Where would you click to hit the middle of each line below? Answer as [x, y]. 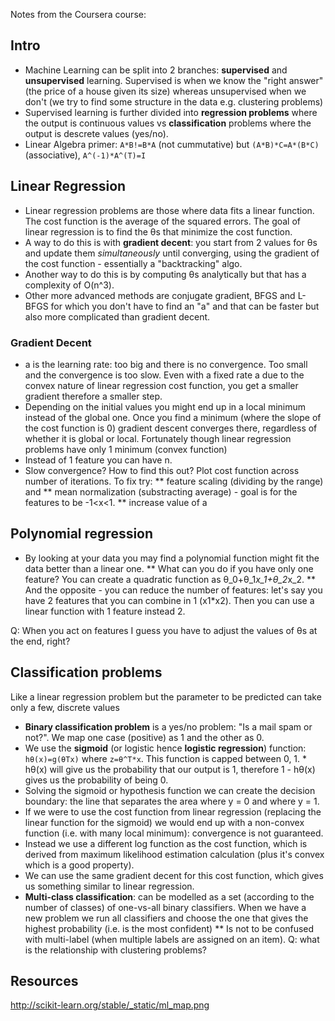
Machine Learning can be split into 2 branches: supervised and [156, 70]
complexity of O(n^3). [69, 285]
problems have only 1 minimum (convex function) [126, 449]
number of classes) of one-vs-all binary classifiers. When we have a [165, 907]
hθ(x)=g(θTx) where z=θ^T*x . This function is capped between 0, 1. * [166, 758]
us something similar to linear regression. [109, 886]
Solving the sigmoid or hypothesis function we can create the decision [170, 790]
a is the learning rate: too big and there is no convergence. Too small [166, 364]
